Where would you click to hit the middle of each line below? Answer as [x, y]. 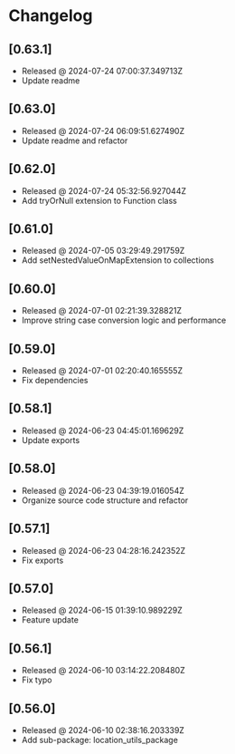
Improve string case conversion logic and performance [124, 320]
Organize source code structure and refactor [105, 500]
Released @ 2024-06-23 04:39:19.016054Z [103, 490]
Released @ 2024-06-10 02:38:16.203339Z [103, 730]
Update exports [51, 440]
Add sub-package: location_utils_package [99, 739]
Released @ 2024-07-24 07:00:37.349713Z [102, 71]
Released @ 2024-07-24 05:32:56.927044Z [104, 190]
